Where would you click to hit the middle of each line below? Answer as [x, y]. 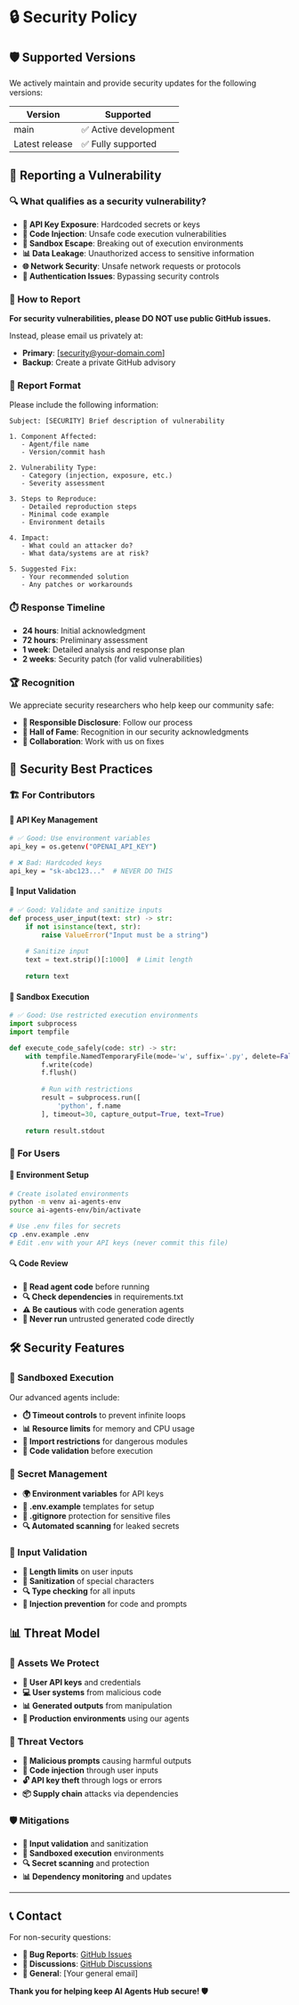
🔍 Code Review [39, 1263]
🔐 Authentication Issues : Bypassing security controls [121, 276]
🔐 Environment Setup [49, 1174]
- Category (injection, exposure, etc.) [97, 476]
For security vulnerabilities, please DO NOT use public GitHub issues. [140, 318]
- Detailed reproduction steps [79, 507]
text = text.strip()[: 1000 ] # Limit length [109, 960]
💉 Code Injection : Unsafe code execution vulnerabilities [124, 233]
